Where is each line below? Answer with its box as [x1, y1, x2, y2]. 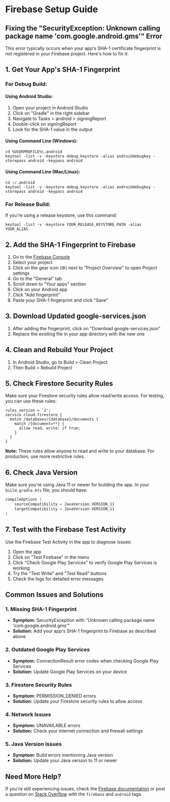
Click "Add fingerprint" [12, 292, 60, 298]
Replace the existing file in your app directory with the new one [12, 331, 145, 337]
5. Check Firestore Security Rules [5, 379, 113, 388]
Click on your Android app [12, 287, 67, 293]
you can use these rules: [5, 398, 57, 404]
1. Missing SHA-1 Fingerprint [5, 606, 77, 613]
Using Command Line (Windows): [5, 138, 78, 144]
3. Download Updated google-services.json [5, 312, 146, 321]
